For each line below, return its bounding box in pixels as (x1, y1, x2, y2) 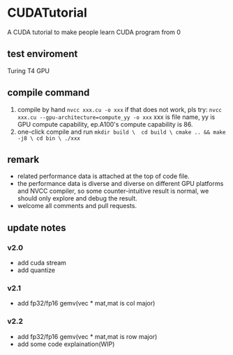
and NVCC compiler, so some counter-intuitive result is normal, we (17, 187, 209, 196)
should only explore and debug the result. (17, 194, 137, 203)
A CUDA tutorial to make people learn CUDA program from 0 (7, 28, 181, 36)
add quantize (17, 266, 56, 274)
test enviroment (7, 48, 78, 60)
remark (7, 153, 40, 165)
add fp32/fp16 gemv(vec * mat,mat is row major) (17, 332, 158, 340)
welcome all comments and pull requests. (17, 202, 137, 210)
